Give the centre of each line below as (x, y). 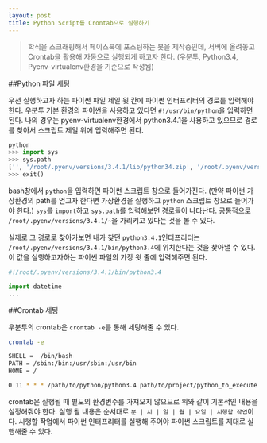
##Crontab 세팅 (33, 310)
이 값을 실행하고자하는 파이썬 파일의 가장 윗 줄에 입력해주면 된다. (108, 257)
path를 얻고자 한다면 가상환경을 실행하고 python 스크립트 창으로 (134, 200)
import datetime (35, 287)
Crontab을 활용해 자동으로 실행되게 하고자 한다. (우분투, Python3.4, (133, 56)
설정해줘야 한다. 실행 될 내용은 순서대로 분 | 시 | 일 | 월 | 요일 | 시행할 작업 (128, 411)
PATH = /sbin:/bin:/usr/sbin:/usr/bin (72, 364)
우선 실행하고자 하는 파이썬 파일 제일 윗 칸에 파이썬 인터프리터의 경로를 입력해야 (131, 100)
